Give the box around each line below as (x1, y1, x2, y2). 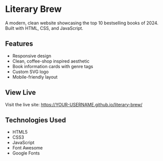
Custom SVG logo (12, 69, 49, 75)
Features (5, 40, 33, 48)
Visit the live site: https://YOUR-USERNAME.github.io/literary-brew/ (5, 101, 143, 107)
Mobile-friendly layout (12, 74, 58, 80)
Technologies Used (5, 116, 66, 124)
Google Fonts (12, 150, 40, 156)
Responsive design (12, 53, 52, 59)
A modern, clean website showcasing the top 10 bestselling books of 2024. (5, 20, 159, 26)
